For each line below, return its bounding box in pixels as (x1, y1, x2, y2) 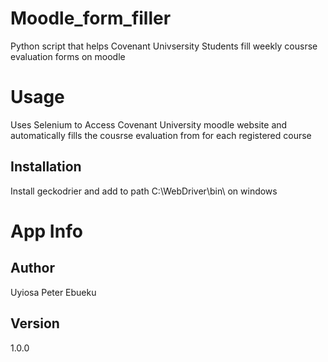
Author (10, 260, 55, 277)
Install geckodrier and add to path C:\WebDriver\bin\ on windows (10, 185, 278, 197)
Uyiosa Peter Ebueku (10, 286, 97, 298)
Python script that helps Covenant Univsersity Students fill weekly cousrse (10, 40, 318, 52)
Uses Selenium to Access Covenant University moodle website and (10, 118, 288, 131)
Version (10, 315, 60, 332)
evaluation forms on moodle (10, 50, 126, 62)
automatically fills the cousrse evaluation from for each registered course (10, 129, 312, 141)
